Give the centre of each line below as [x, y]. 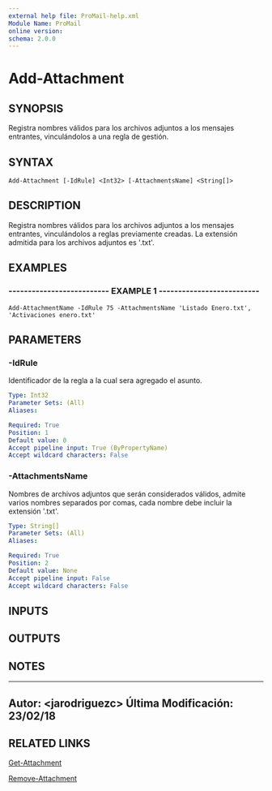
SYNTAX [31, 162]
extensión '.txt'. [34, 511]
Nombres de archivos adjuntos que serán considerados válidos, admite [127, 494]
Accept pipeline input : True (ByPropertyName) [88, 448]
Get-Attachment [35, 763]
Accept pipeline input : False [59, 578]
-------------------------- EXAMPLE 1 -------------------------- [134, 291]
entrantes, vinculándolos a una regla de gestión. [89, 137]
